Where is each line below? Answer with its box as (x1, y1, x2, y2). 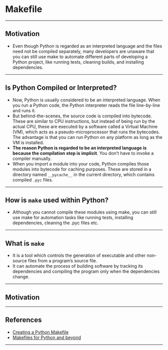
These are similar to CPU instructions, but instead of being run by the (12, 118, 155, 124)
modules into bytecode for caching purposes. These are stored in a (12, 166, 151, 172)
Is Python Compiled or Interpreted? (5, 84, 117, 92)
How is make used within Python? (5, 196, 109, 204)
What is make (5, 239, 45, 248)
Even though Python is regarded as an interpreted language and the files (12, 43, 162, 49)
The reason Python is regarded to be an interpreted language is (12, 144, 147, 151)
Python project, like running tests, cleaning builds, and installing (12, 59, 144, 65)
